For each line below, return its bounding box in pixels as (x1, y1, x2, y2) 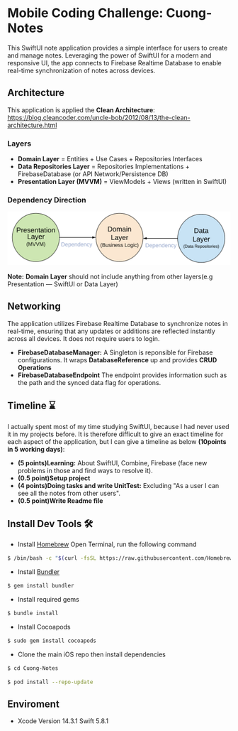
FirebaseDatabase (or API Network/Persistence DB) (17, 170, 169, 178)
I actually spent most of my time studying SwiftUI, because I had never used (7, 422, 229, 431)
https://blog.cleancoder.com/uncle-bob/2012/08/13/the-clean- (7, 113, 191, 121)
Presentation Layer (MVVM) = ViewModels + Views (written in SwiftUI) (17, 178, 227, 186)
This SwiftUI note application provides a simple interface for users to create (7, 43, 228, 52)
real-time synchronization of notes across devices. (7, 66, 156, 75)
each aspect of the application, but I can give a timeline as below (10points (7, 437, 227, 445)
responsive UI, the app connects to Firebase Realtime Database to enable (7, 58, 222, 67)
